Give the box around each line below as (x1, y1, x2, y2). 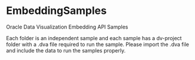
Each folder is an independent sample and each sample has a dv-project (6, 34, 182, 41)
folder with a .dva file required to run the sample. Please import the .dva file (6, 41, 190, 48)
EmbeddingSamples (6, 4, 107, 17)
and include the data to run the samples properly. (6, 47, 125, 54)
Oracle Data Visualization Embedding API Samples (6, 23, 128, 30)
